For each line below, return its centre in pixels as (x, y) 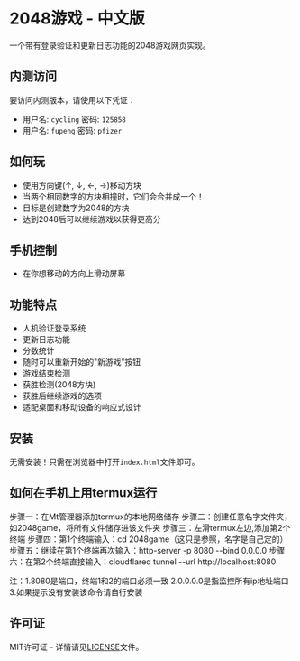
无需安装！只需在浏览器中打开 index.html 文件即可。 (105, 462)
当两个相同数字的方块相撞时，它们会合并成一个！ (113, 196)
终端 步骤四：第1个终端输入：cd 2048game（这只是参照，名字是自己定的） (149, 539)
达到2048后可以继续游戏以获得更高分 (91, 219)
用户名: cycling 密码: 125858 (74, 119)
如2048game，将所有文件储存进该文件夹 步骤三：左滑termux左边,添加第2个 (150, 527)
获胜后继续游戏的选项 (62, 396)
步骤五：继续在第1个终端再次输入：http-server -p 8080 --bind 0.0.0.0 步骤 (147, 550)
